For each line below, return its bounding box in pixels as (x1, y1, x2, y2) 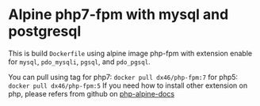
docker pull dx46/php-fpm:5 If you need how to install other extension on (8, 81, 248, 90)
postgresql (8, 22, 82, 40)
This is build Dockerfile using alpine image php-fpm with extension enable (8, 48, 252, 58)
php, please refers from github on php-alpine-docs (8, 89, 175, 98)
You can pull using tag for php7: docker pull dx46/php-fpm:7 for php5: (8, 72, 239, 81)
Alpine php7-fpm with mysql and (8, 6, 229, 24)
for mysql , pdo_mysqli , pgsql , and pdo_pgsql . (8, 57, 151, 66)
